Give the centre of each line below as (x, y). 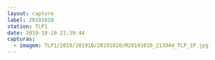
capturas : (21, 39)
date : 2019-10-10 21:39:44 (46, 33)
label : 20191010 (30, 20)
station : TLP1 (28, 26)
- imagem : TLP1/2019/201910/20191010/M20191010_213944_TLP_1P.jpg (111, 46)
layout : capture (30, 13)
